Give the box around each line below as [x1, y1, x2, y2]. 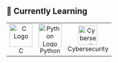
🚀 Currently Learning [6, 6, 87, 17]
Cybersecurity [67, 44, 109, 53]
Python [39, 46, 61, 55]
